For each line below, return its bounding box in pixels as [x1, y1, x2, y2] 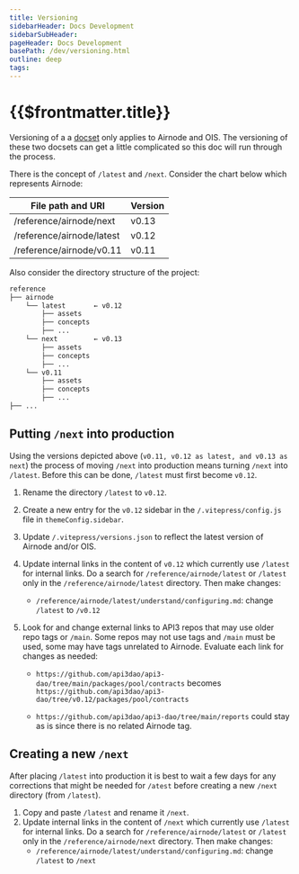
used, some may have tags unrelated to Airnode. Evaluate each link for [22, 641, 285, 652]
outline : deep [9, 55, 63, 64]
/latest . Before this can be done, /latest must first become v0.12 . [9, 469, 258, 480]
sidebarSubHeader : [9, 30, 78, 39]
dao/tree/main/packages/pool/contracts [35, 679, 186, 689]
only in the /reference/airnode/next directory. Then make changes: [22, 835, 274, 846]
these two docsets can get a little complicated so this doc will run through [9, 141, 283, 152]
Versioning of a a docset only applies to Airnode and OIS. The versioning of [9, 131, 288, 142]
